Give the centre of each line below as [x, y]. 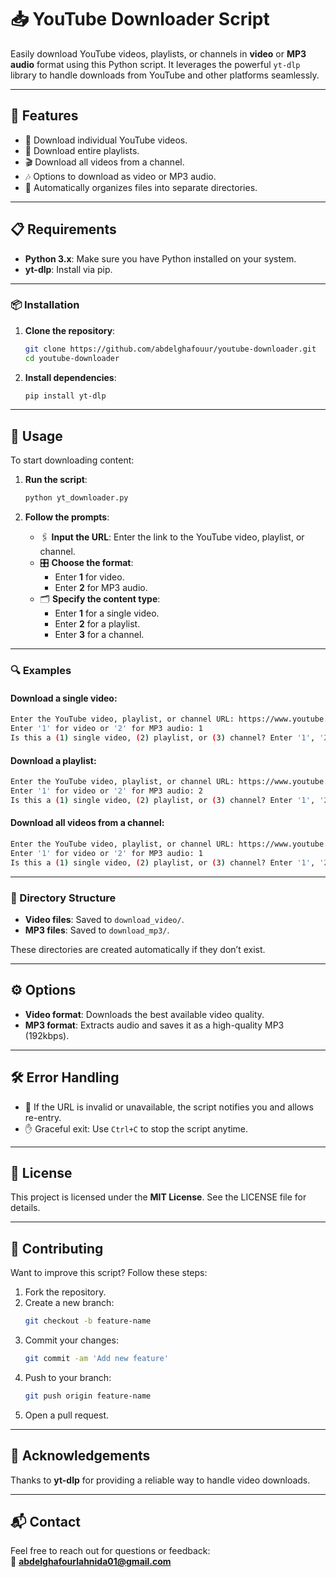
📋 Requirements [63, 229]
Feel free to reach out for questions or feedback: [110, 1551]
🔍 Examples [41, 671]
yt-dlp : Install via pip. [68, 269]
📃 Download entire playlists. [82, 150]
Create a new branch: [69, 1303]
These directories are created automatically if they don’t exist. [138, 949]
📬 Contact [45, 1521]
